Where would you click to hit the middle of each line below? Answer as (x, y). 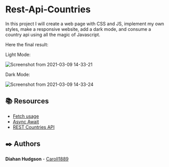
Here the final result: (27, 44)
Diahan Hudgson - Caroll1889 (37, 159)
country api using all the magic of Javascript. (53, 34)
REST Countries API (34, 127)
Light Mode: (18, 54)
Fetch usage (26, 116)
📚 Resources (27, 101)
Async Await (26, 121)
